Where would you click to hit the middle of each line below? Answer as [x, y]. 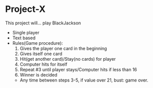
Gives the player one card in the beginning [63, 48]
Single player [26, 32]
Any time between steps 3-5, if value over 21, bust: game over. [84, 80]
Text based [24, 38]
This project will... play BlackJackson [43, 23]
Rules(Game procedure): [38, 43]
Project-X [25, 9]
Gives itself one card [41, 54]
